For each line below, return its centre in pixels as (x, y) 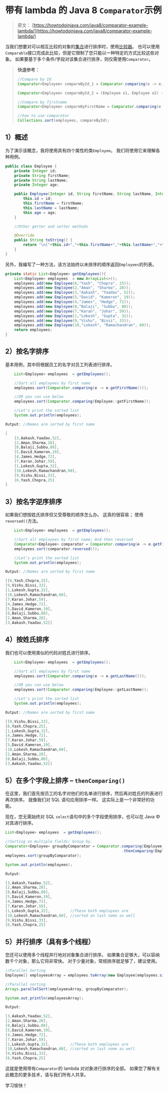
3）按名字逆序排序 (34, 502)
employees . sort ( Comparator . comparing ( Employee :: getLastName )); (81, 690)
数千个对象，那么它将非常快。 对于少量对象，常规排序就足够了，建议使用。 (82, 961)
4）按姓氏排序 (27, 640)
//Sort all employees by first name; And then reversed (74, 539)
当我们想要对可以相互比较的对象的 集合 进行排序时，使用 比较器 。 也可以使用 (82, 46)
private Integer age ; (36, 185)
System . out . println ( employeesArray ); (44, 998)
